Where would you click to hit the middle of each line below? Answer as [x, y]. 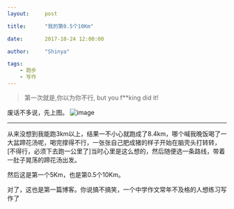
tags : [15, 64]
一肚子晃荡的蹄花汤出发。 [44, 160]
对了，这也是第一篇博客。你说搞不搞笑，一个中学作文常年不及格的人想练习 [114, 189]
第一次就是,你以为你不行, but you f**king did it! [91, 98]
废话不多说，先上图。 [38, 112]
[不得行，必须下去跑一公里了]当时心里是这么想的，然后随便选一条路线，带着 [116, 151]
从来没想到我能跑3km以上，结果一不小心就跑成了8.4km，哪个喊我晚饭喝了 [114, 134]
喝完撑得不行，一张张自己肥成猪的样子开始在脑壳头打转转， [135, 142]
